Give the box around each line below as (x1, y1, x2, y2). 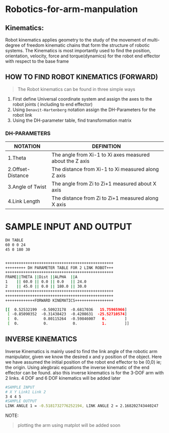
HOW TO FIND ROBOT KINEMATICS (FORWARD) (5, 73, 158, 81)
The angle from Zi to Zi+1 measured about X (51, 180, 157, 187)
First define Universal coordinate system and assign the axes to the (12, 96, 152, 102)
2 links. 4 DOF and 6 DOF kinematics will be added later (5, 375, 121, 381)
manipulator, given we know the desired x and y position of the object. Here (5, 354, 162, 360)
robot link (12, 112, 33, 118)
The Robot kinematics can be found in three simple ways (17, 86, 136, 92)
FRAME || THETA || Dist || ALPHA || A (5, 275, 78, 280)
